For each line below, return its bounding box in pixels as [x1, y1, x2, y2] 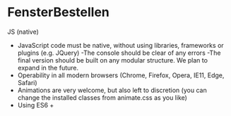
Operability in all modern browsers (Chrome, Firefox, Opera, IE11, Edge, [17, 71, 225, 79]
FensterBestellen [7, 4, 109, 20]
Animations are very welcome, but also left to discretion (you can [17, 86, 207, 94]
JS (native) [7, 27, 39, 36]
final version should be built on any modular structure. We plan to [17, 56, 208, 64]
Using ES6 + [17, 101, 54, 109]
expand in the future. [17, 63, 79, 72]
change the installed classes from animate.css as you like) [17, 93, 187, 102]
